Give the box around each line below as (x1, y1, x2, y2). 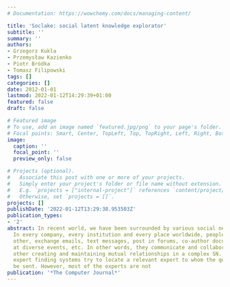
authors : (7, 42, 32, 49)
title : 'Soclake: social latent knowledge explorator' (7, 22, 167, 29)
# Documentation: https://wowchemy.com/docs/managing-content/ (7, 10, 192, 17)
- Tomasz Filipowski (7, 66, 66, 74)
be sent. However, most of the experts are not (13, 263, 152, 270)
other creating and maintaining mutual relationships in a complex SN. (13, 250, 222, 257)
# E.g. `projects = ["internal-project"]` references (7, 187, 170, 193)
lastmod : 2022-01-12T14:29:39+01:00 (7, 92, 112, 99)
